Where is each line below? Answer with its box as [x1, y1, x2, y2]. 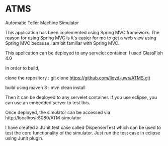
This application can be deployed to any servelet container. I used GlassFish [5, 50, 163, 56]
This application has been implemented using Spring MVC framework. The [5, 29, 160, 35]
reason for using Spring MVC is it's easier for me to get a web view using [5, 35, 157, 41]
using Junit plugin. [5, 135, 44, 141]
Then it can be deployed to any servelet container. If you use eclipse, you [5, 94, 157, 100]
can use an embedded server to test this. [5, 99, 91, 106]
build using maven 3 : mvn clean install [5, 84, 86, 91]
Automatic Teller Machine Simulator [5, 20, 79, 26]
